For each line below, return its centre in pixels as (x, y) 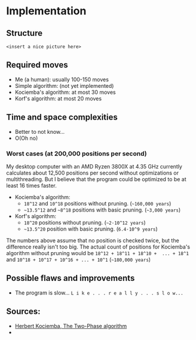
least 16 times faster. (31, 185)
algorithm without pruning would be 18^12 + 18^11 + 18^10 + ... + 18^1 (98, 253)
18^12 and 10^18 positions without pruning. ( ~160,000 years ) (97, 203)
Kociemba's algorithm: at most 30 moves (65, 92)
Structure (24, 33)
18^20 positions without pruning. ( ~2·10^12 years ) (85, 222)
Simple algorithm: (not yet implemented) (64, 85)
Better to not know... (40, 131)
